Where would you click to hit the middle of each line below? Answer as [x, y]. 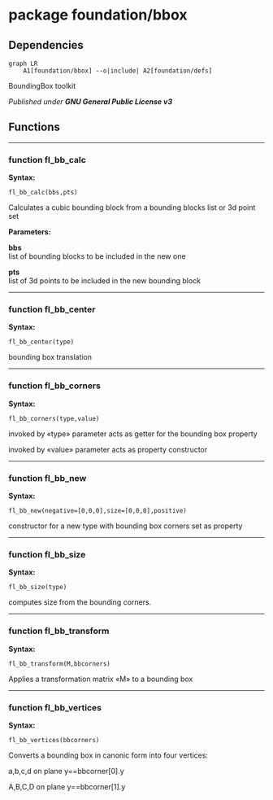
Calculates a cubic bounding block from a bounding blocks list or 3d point [132, 208]
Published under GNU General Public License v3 [91, 102]
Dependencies [46, 45]
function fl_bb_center [52, 309]
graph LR [23, 63]
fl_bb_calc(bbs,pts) [43, 193]
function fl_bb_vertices [55, 707]
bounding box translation [50, 357]
